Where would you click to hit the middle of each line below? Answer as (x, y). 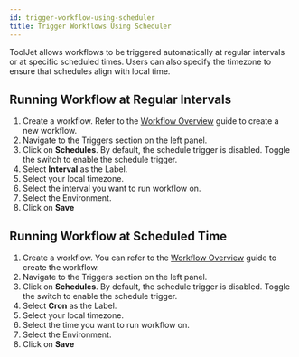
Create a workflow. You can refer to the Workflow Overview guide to (149, 258)
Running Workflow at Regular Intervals (121, 99)
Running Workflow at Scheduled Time (118, 236)
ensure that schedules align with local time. (90, 71)
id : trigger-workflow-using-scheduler (82, 18)
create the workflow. (61, 268)
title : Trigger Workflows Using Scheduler (90, 26)
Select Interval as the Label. (75, 169)
